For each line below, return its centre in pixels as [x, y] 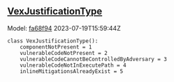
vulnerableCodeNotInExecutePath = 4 [73, 65]
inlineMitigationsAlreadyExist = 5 [72, 71]
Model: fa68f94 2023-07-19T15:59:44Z [64, 28]
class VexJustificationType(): [53, 41]
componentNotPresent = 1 [56, 47]
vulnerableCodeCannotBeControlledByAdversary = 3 [94, 59]
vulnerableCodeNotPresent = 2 [64, 53]
